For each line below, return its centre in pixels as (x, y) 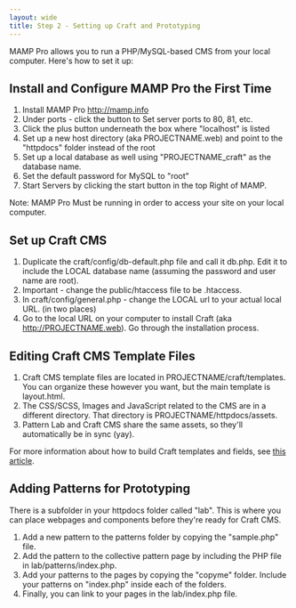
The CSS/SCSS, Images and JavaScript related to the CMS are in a (144, 405)
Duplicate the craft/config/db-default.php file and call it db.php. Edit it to (154, 262)
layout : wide (33, 17)
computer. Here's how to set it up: (72, 61)
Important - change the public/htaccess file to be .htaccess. (132, 290)
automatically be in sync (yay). (78, 434)
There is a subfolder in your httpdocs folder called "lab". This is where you (145, 510)
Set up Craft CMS (58, 240)
